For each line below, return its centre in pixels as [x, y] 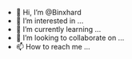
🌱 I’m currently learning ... [58, 29]
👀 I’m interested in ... [50, 21]
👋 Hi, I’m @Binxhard [48, 12]
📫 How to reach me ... [53, 47]
